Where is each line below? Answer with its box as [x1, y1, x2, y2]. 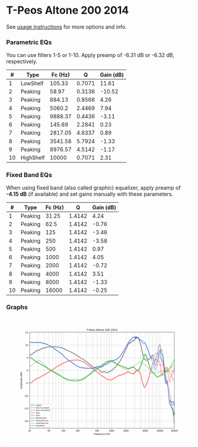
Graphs [6, 303, 28, 311]
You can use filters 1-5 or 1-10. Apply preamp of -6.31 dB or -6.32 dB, [6, 52, 175, 59]
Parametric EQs [6, 38, 52, 46]
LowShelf [20, 80, 44, 87]
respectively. [6, 58, 37, 65]
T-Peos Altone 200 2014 [6, 4, 129, 17]
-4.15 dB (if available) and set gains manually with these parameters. [6, 191, 174, 198]
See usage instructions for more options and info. [6, 23, 127, 30]
